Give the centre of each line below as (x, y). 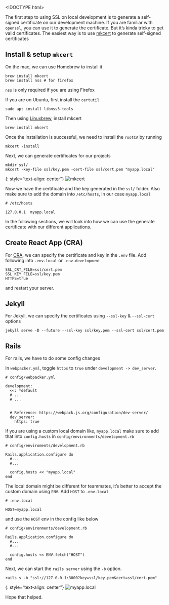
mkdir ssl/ (17, 165)
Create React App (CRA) (44, 243)
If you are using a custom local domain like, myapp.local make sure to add (82, 431)
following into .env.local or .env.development (53, 260)
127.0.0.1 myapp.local (30, 212)
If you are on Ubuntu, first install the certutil (52, 99)
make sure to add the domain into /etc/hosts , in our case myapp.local (78, 194)
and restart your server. (30, 288)
